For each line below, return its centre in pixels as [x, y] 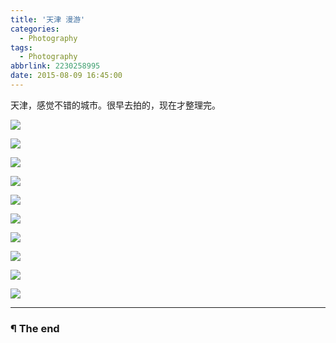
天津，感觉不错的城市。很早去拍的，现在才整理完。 [115, 105]
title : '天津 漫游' [48, 19]
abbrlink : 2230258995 [55, 66]
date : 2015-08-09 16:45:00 [66, 76]
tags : [21, 47]
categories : [35, 29]
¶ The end [35, 328]
